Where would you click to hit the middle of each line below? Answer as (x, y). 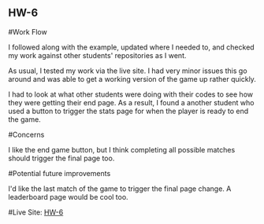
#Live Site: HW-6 (36, 212)
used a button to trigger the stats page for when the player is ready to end (128, 111)
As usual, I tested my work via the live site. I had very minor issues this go (128, 71)
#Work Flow (28, 31)
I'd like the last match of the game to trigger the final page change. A (120, 189)
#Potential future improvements (59, 173)
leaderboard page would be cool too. (68, 196)
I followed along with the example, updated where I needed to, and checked (131, 47)
